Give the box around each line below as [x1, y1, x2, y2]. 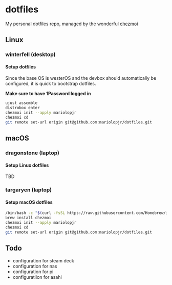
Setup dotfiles [5, 63, 36, 70]
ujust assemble [5, 100, 38, 106]
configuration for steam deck [12, 257, 74, 263]
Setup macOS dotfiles [5, 199, 53, 205]
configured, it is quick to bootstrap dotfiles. [5, 81, 96, 87]
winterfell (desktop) [5, 51, 56, 58]
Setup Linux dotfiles [5, 162, 49, 168]
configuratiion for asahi [12, 274, 62, 280]
